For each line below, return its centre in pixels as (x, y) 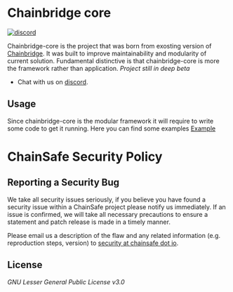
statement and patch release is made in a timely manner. (89, 222)
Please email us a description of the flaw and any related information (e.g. (114, 235)
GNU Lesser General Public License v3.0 (66, 281)
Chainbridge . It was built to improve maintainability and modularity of (107, 53)
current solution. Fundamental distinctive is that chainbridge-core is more (113, 60)
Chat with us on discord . (53, 81)
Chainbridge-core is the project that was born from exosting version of (109, 46)
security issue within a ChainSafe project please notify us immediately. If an (116, 207)
